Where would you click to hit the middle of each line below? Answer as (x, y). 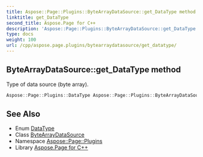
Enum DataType (35, 128)
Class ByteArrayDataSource (50, 135)
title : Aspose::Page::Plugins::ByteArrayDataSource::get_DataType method (101, 12)
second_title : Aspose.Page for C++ (51, 23)
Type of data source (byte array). (47, 84)
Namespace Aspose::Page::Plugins (59, 141)
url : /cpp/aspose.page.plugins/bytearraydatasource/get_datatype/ (92, 46)
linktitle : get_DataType (37, 17)
